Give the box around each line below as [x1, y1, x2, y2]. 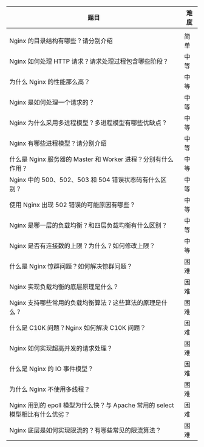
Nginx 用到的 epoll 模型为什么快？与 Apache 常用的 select [9, 401, 174, 409]
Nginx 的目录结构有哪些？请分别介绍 [9, 36, 114, 45]
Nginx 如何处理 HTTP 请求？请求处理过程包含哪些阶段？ [9, 57, 169, 66]
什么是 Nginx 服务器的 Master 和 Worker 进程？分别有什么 [9, 155, 174, 163]
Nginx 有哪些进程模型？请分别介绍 [9, 139, 107, 148]
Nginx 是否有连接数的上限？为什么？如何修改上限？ [9, 242, 156, 250]
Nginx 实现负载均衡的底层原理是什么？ [9, 282, 120, 291]
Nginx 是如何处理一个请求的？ [9, 98, 95, 106]
